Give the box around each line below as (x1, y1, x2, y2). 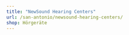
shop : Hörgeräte (6, 20, 47, 26)
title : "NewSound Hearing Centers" (6, 8, 96, 15)
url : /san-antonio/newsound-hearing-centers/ (6, 14, 123, 20)
